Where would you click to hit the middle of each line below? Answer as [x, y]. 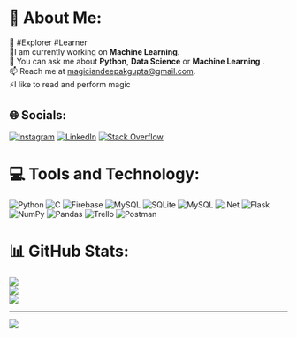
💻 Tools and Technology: [105, 173]
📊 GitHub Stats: [69, 251]
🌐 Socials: [38, 115]
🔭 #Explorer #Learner [48, 42]
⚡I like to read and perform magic [70, 84]
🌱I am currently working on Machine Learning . [95, 51]
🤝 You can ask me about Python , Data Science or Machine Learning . [137, 61]
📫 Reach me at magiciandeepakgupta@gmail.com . [103, 71]
